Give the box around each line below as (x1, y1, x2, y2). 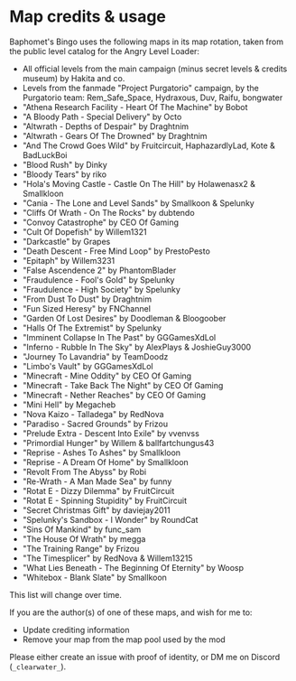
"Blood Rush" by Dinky (22, 159, 108, 170)
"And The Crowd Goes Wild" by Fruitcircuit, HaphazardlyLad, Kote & (22, 140, 275, 151)
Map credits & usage (9, 6, 167, 27)
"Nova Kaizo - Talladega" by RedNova (22, 408, 164, 419)
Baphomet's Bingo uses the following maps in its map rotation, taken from (9, 36, 284, 47)
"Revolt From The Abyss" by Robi (22, 466, 147, 477)
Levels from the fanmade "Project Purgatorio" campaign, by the (22, 82, 259, 93)
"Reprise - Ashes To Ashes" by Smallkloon (22, 447, 181, 458)
